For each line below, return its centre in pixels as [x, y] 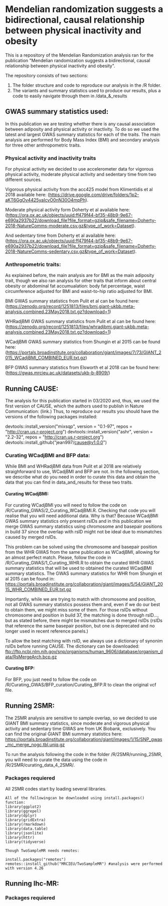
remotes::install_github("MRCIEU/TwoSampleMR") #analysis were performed [84, 864]
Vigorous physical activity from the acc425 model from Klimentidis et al [79, 190]
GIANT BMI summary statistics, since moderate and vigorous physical [77, 723]
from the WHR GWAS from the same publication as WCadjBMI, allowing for [82, 552]
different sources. [24, 180]
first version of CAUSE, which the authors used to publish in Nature [75, 406]
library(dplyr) [21, 815]
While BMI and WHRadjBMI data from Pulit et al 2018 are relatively [73, 466]
